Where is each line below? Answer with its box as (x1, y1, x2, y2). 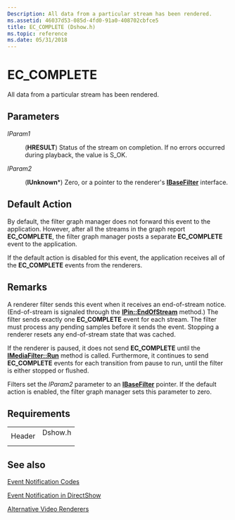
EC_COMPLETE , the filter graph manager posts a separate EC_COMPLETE (7, 232, 223, 241)
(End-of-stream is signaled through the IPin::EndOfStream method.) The (7, 308, 219, 316)
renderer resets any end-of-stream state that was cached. (7, 329, 176, 339)
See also (7, 459, 46, 471)
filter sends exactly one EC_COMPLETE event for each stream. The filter (7, 315, 217, 323)
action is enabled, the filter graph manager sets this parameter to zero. (7, 387, 212, 396)
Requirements (7, 407, 70, 420)
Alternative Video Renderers (7, 505, 89, 514)
